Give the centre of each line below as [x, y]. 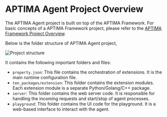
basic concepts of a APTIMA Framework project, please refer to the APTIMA [83, 28]
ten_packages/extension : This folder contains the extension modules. [83, 83]
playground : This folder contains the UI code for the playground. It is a [84, 104]
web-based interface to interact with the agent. [61, 109]
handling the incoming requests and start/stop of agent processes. [81, 99]
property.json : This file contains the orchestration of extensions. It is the [87, 72]
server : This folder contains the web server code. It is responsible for [83, 93]
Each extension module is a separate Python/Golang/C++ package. [82, 88]
